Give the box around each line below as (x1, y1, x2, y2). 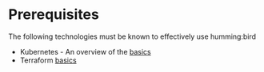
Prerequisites (8, 6, 100, 24)
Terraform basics (19, 55, 78, 65)
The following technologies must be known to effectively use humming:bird (8, 32, 257, 41)
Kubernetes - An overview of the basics (19, 47, 151, 56)
